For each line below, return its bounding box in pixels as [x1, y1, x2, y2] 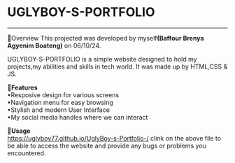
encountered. [7, 148, 46, 157]
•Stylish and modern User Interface [7, 106, 111, 114]
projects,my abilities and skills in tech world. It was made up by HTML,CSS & [7, 62, 228, 71]
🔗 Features [7, 83, 38, 92]
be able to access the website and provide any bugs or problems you [7, 141, 206, 150]
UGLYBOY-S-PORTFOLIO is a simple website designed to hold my [7, 55, 197, 63]
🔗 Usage [7, 127, 31, 135]
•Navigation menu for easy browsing [7, 98, 113, 106]
